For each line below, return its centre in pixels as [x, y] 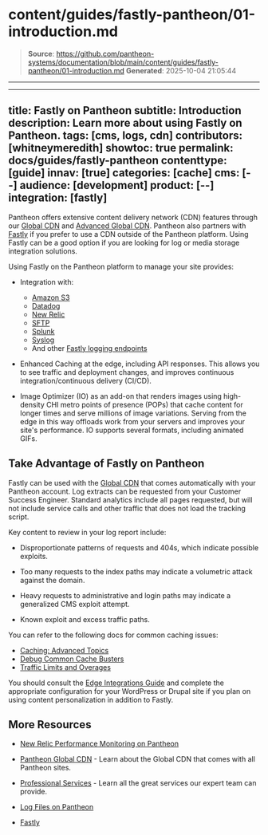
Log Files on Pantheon [57, 807]
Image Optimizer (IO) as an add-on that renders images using [120, 396]
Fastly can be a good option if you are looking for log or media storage [124, 242]
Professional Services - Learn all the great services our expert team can [138, 783]
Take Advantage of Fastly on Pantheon [106, 464]
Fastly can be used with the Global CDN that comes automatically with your [132, 482]
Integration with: [47, 282]
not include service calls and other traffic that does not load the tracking [127, 508]
